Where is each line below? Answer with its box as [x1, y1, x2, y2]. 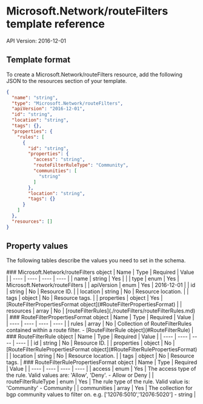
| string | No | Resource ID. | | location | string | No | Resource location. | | [6, 288, 189, 295]
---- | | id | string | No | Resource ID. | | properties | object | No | [16, 339, 175, 346]
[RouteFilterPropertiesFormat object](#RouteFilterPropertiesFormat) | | [6, 301, 182, 308]
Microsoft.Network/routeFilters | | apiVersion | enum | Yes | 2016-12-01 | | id [6, 282, 196, 289]
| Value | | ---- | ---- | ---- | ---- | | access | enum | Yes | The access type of [6, 365, 196, 373]
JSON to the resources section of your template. [6, 77, 127, 84]
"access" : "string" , [33, 156, 85, 163]
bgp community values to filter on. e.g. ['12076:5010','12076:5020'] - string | [6, 391, 196, 398]
